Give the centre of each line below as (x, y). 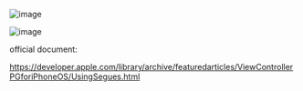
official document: (43, 49)
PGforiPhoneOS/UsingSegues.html (75, 76)
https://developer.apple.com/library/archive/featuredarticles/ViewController (151, 67)
